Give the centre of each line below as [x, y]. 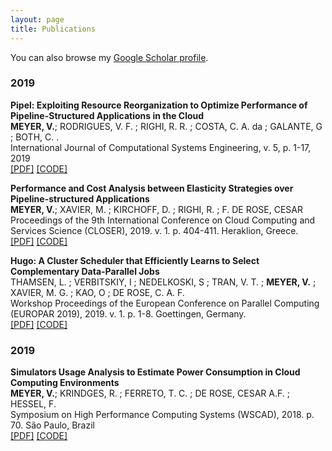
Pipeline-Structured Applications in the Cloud [107, 115]
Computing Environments [65, 383]
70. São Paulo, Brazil [52, 425]
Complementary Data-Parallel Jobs [85, 271]
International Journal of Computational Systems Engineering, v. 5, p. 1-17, [161, 147]
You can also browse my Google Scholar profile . [109, 57]
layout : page [37, 19]
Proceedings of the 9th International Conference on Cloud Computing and [163, 220]
